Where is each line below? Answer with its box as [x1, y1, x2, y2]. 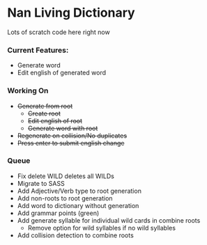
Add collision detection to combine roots [17, 231, 134, 239]
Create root [27, 109, 61, 118]
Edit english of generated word [17, 68, 107, 77]
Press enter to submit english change [17, 139, 125, 147]
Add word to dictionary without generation [17, 201, 139, 210]
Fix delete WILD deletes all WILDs [17, 172, 115, 180]
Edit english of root [27, 116, 82, 125]
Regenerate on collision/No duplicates [17, 131, 128, 140]
